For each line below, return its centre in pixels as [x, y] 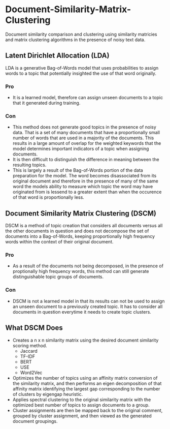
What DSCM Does [34, 328]
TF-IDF [28, 356]
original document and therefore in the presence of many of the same [85, 181]
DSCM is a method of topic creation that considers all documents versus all [84, 226]
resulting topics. [29, 165]
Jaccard [29, 351]
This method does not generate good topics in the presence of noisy [84, 127]
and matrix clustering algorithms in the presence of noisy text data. [75, 40]
